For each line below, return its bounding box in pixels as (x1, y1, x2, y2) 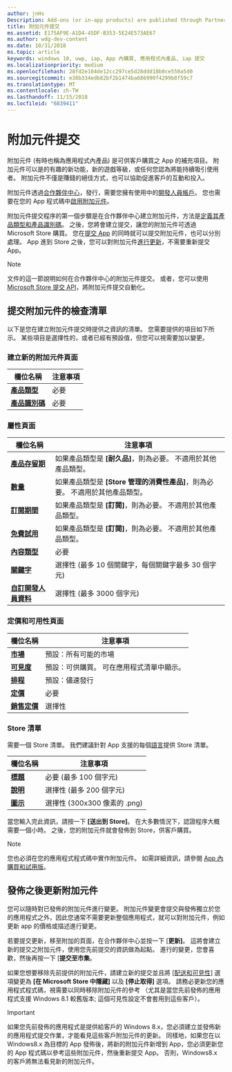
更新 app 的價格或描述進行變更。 (7, 921, 100, 930)
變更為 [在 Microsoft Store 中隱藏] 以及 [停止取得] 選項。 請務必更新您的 (12, 977, 219, 986)
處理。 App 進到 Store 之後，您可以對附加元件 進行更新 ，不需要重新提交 (7, 237, 211, 246)
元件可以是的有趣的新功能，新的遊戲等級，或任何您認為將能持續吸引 (12, 165, 207, 173)
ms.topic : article (7, 49, 60, 56)
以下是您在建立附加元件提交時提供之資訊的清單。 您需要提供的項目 (7, 324, 197, 333)
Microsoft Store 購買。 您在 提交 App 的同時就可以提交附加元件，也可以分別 (7, 229, 221, 237)
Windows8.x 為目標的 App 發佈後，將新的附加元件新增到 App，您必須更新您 (7, 1039, 224, 1048)
